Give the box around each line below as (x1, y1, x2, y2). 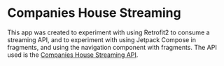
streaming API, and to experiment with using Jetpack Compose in (7, 35, 197, 44)
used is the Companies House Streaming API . (7, 51, 139, 59)
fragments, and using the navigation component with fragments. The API (7, 43, 217, 51)
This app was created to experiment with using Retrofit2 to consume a (7, 28, 210, 37)
